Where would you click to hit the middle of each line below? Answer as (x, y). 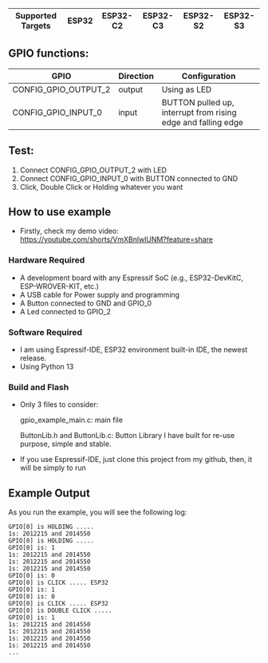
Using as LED (187, 89)
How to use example (60, 212)
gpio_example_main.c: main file (71, 420)
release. (33, 358)
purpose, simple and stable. (65, 444)
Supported (36, 16)
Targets (36, 26)
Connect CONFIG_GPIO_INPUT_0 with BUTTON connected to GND (129, 178)
